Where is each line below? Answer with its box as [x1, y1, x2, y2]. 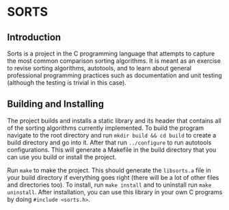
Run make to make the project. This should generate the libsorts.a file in [7, 166, 211, 174]
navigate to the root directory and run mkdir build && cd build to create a [7, 131, 217, 139]
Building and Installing [7, 99, 105, 110]
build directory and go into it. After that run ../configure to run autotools [7, 138, 212, 146]
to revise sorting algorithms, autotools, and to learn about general [7, 64, 191, 72]
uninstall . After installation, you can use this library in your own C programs [7, 187, 223, 196]
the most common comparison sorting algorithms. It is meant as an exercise [7, 57, 221, 65]
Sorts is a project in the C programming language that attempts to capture [7, 49, 215, 57]
